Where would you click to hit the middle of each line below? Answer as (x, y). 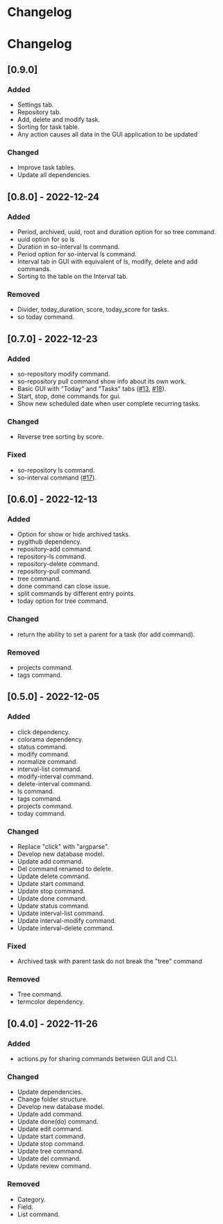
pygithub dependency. (49, 542)
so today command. (46, 317)
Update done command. (52, 898)
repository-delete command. (58, 564)
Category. (32, 1199)
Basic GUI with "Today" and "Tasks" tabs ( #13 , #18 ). (92, 389)
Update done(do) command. (58, 1122)
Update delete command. (53, 876)
